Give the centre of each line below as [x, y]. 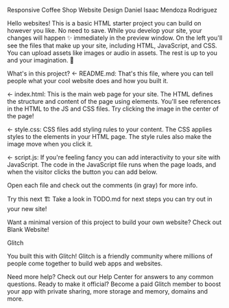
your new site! [27, 209]
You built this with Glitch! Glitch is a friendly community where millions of [110, 256]
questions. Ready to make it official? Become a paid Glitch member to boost [114, 284]
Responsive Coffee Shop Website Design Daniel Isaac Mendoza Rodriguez [112, 10]
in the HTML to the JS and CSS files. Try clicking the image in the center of [113, 109]
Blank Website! [28, 229]
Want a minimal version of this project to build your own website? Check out [114, 222]
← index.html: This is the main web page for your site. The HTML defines [110, 94]
